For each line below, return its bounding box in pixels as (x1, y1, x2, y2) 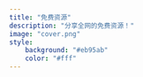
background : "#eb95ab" (25, 46, 109, 55)
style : (9, 37, 34, 47)
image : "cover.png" (9, 29, 81, 38)
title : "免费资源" (9, 12, 72, 22)
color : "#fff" (25, 54, 77, 63)
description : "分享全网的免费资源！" (9, 21, 135, 30)
